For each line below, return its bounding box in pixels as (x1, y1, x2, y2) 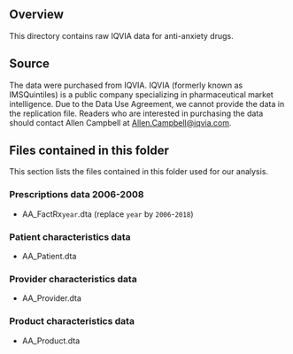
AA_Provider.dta (21, 293, 81, 304)
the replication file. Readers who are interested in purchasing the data (9, 108, 264, 119)
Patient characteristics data (9, 230, 131, 242)
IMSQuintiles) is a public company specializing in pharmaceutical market (9, 88, 274, 100)
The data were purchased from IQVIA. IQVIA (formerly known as (9, 80, 243, 90)
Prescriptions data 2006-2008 (9, 189, 144, 201)
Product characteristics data (9, 315, 135, 327)
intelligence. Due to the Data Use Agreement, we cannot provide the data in (9, 98, 285, 109)
